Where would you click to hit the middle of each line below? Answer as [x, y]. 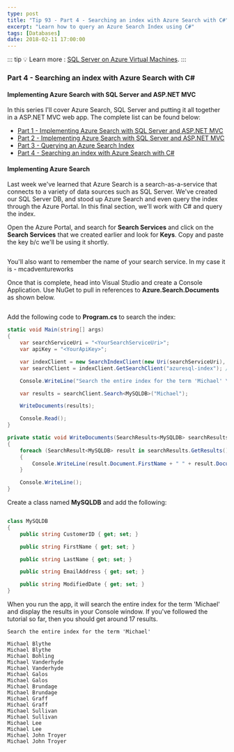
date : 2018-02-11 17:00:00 [46, 40]
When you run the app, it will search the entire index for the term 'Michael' [114, 604]
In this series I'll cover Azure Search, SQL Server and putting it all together [114, 110]
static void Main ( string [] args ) [56, 330]
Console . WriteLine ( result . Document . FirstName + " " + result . [124, 464]
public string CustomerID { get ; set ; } [79, 534]
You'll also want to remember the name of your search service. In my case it [116, 262]
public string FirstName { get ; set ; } [78, 547]
